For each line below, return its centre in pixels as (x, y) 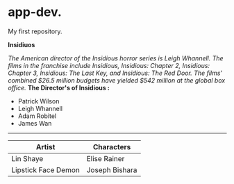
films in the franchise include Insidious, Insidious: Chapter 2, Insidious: (109, 65)
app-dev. (35, 12)
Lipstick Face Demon (46, 169)
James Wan (35, 123)
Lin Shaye (27, 158)
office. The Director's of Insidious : (59, 87)
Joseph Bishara (112, 169)
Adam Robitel (37, 116)
